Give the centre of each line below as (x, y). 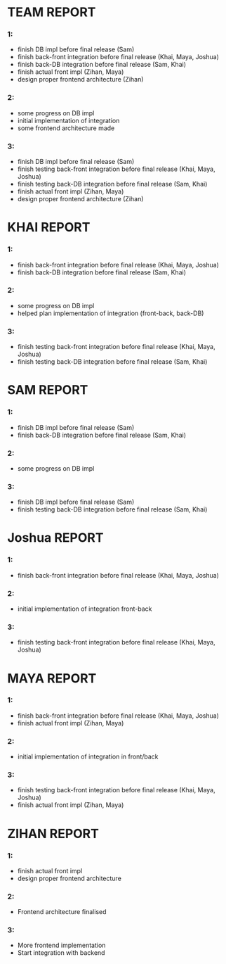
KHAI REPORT (49, 228)
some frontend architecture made (66, 128)
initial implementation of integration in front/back (88, 756)
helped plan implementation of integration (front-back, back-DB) (111, 313)
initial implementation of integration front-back (85, 609)
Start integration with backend (61, 953)
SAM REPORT (48, 390)
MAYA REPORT (52, 678)
